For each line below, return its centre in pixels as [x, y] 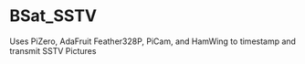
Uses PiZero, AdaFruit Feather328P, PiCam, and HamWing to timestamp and [153, 41]
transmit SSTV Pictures [53, 50]
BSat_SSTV [53, 16]
